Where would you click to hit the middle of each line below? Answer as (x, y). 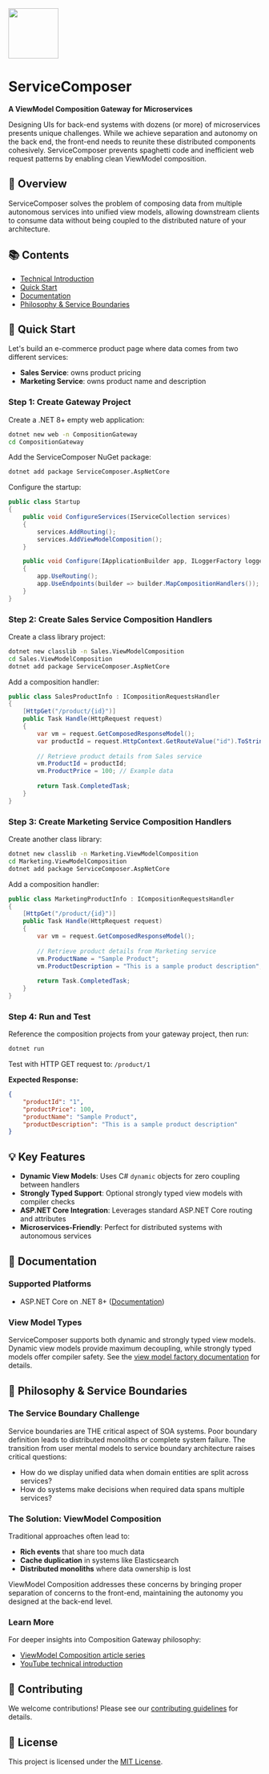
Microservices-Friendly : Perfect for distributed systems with (121, 1228)
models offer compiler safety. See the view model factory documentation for (134, 1357)
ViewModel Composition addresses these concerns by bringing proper (125, 1584)
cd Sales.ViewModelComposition (60, 659)
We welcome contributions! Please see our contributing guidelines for (123, 1709)
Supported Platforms (50, 1284)
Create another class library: (55, 840)
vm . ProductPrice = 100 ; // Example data (105, 771)
